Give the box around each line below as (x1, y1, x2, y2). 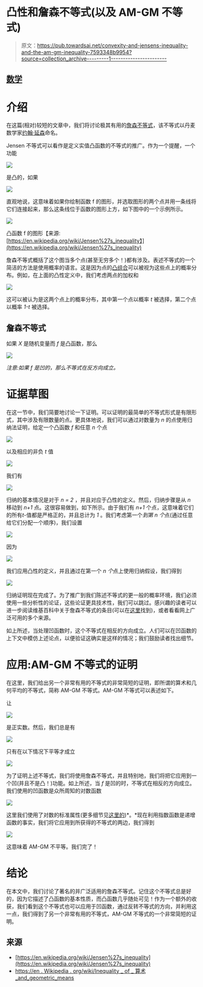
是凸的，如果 (6, 173, 38, 181)
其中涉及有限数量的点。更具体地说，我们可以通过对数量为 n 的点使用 (16, 416, 187, 424)
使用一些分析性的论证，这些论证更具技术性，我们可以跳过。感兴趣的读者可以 (6, 599, 197, 606)
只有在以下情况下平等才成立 (6, 748, 76, 755)
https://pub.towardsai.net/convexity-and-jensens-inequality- (37, 42, 188, 49)
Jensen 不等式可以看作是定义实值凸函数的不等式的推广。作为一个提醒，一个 (6, 142, 196, 149)
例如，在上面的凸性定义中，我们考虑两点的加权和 (16, 271, 139, 279)
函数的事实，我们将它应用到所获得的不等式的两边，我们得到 (6, 818, 155, 826)
